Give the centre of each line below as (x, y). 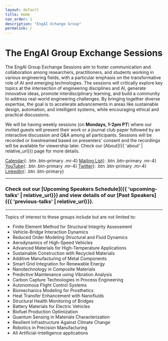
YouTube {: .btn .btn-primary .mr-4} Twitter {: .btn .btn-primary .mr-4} (76, 166)
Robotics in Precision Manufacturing (50, 327)
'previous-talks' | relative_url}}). (53, 201)
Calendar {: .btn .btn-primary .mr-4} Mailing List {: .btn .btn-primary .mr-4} (81, 161)
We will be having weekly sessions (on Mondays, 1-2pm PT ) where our (78, 124)
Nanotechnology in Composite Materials (54, 269)
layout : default (22, 10)
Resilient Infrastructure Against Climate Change (61, 322)
